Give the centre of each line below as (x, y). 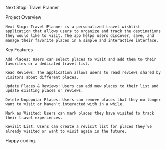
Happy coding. (21, 141)
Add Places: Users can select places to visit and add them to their (81, 59)
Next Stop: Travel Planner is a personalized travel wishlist (73, 27)
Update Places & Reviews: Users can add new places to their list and (82, 86)
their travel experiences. (34, 118)
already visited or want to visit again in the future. (66, 131)
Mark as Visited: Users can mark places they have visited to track (80, 113)
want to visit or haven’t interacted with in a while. (65, 104)
